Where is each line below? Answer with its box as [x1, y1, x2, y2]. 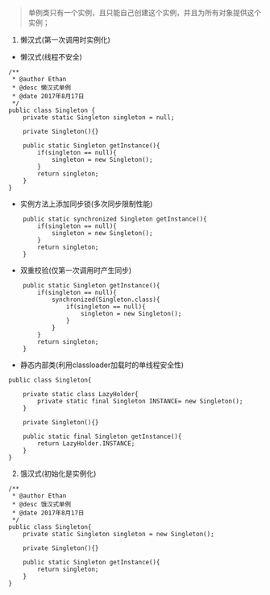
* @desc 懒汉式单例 [11, 84, 71, 92]
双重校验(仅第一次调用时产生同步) [19, 266, 132, 275]
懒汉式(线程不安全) [19, 52, 83, 61]
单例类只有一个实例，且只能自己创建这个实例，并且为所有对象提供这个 [27, 8, 262, 17]
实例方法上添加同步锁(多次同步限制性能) [19, 199, 153, 209]
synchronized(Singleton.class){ [51, 295, 160, 304]
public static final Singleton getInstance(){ [23, 432, 182, 440]
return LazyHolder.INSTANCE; [37, 440, 135, 448]
